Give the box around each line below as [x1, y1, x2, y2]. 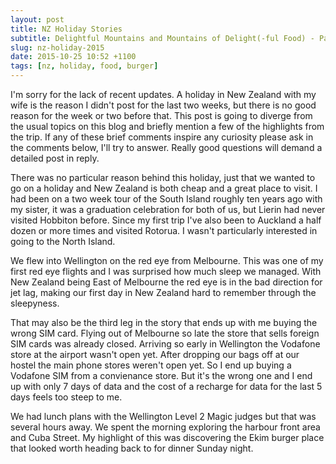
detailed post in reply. [10, 152, 100, 164]
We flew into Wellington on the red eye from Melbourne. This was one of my [10, 255, 324, 266]
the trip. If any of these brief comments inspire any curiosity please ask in [10, 131, 314, 143]
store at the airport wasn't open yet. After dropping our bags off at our [10, 349, 300, 360]
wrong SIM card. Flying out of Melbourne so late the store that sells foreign [10, 327, 320, 339]
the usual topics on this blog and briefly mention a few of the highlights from [10, 121, 325, 132]
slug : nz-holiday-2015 [10, 42, 105, 53]
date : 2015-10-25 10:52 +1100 [10, 52, 137, 62]
